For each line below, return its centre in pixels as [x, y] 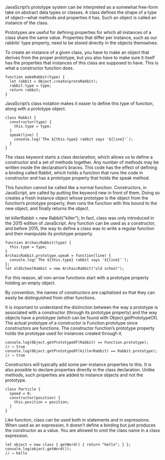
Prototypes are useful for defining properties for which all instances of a [78, 32]
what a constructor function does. [39, 68]
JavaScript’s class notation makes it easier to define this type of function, [80, 103]
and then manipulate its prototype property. [49, 234]
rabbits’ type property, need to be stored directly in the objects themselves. [82, 43]
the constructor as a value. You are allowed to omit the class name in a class [82, 430]
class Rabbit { [21, 118]
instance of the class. [27, 23]
